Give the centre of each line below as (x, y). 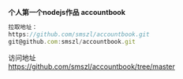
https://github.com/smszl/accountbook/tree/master (92, 66)
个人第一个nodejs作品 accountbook (67, 12)
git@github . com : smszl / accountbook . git (72, 41)
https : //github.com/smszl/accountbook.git (79, 34)
